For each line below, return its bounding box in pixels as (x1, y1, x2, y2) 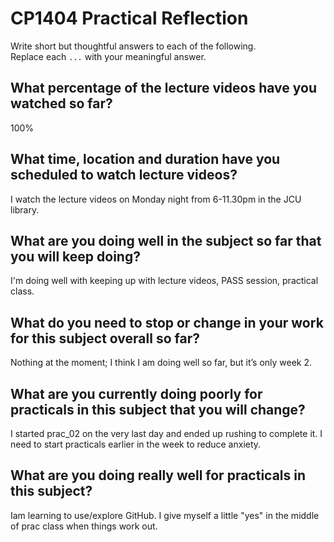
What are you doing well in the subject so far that (10, 232, 322, 249)
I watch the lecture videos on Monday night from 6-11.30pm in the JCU (10, 193, 302, 205)
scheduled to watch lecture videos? (10, 167, 238, 184)
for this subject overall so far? (10, 330, 200, 347)
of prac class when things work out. (10, 520, 158, 532)
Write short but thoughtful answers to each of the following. (10, 40, 257, 52)
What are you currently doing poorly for (10, 385, 263, 402)
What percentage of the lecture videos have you (10, 80, 317, 97)
